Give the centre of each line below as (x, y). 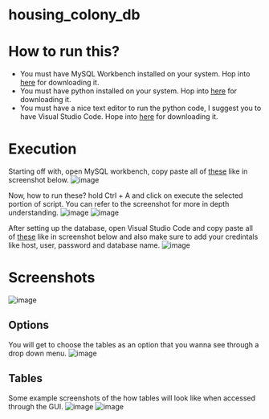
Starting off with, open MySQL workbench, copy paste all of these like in (128, 171)
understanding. (33, 213)
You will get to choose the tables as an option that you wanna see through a (134, 344)
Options (29, 325)
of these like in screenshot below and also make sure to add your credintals (133, 237)
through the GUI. (36, 406)
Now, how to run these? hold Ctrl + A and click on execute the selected (126, 195)
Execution (43, 149)
